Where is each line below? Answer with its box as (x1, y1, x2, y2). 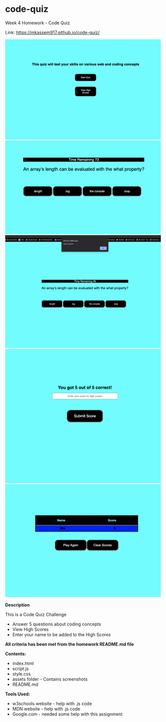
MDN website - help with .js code (12, 706, 81, 712)
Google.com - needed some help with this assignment (12, 711, 123, 717)
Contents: (5, 651, 26, 657)
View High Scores (12, 626, 49, 632)
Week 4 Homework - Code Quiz (5, 20, 70, 26)
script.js (12, 666, 29, 672)
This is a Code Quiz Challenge (5, 611, 67, 617)
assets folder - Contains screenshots (12, 676, 88, 682)
